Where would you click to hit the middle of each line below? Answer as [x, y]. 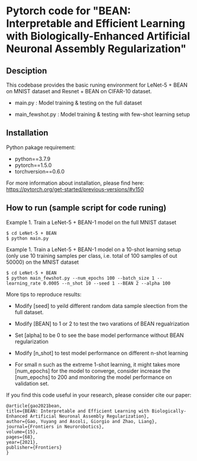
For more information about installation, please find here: [75, 183]
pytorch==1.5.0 [33, 165]
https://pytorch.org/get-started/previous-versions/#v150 [75, 189]
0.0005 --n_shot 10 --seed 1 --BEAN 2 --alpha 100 [107, 283]
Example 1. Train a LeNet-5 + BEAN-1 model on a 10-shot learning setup [94, 249]
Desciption [27, 70]
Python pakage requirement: [41, 147]
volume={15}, [22, 432]
